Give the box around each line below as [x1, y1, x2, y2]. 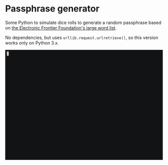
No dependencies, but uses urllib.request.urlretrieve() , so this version [5, 34, 158, 40]
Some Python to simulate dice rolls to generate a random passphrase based [5, 19, 161, 25]
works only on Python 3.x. [5, 39, 59, 45]
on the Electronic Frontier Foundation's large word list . [5, 24, 117, 30]
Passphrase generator [5, 3, 100, 14]
